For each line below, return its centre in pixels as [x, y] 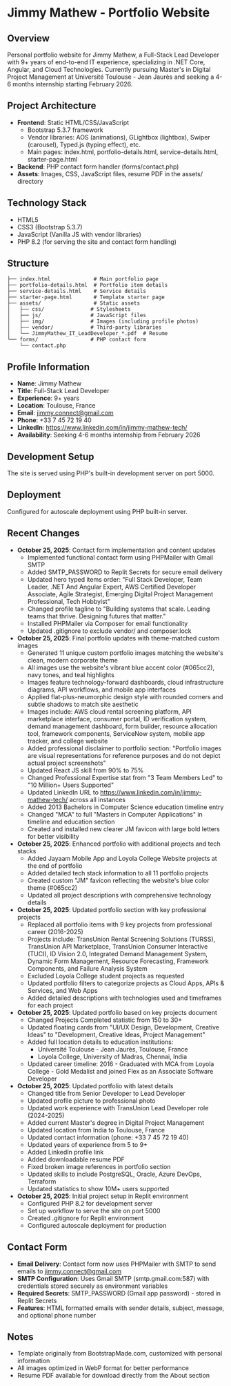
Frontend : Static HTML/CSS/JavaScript [73, 122]
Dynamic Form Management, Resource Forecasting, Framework [118, 961]
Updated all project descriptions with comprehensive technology [119, 895]
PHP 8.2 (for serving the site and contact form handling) [97, 241]
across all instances [98, 799]
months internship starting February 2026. [73, 84]
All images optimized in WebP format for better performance [103, 1368]
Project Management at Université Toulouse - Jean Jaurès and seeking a [111, 77]
